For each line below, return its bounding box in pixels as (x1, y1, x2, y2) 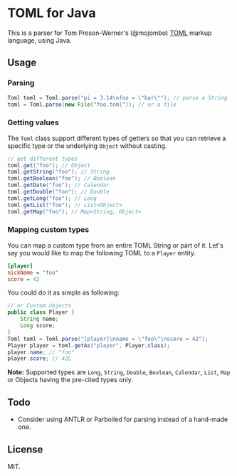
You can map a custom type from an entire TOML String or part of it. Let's (7, 240, 224, 250)
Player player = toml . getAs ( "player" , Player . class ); (7, 342, 171, 349)
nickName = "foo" (7, 269, 59, 276)
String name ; (20, 315, 59, 323)
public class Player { (7, 309, 75, 316)
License (7, 443, 43, 455)
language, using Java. (7, 36, 73, 44)
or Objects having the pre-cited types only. (7, 376, 134, 384)
